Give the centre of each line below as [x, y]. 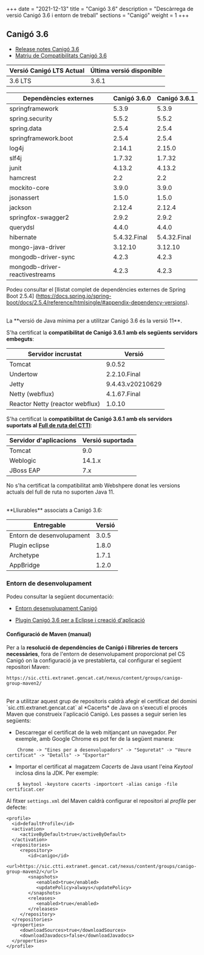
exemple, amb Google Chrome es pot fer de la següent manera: [94, 739]
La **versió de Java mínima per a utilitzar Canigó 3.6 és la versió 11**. [94, 320]
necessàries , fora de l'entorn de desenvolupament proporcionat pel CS [96, 654]
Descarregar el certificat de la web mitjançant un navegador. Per [96, 732]
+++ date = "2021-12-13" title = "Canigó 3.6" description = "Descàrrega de [100, 9]
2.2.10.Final [123, 374]
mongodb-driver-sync [42, 257]
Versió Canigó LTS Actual [47, 71]
